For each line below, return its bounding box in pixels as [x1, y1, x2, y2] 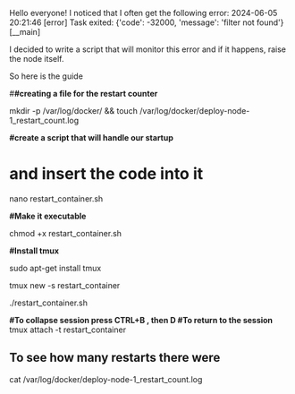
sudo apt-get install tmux [9, 262, 102, 273]
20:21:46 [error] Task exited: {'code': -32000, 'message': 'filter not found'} [9, 17, 284, 28]
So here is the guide [9, 71, 83, 81]
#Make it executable [9, 210, 87, 221]
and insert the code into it [9, 164, 204, 184]
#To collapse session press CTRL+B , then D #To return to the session [9, 314, 274, 325]
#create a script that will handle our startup [9, 133, 174, 142]
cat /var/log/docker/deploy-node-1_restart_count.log [9, 373, 203, 384]
